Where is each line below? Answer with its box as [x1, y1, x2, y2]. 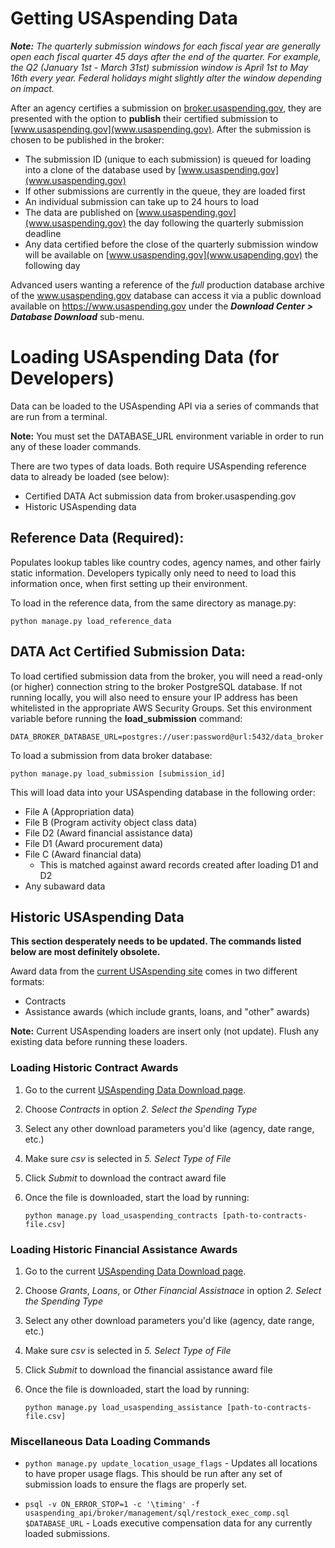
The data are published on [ [24, 206, 140, 218]
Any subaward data [24, 880, 106, 892]
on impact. [10, 82, 55, 94]
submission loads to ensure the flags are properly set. [24, 1478, 248, 1491]
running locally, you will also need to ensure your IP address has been [10, 691, 298, 703]
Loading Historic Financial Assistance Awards [10, 1242, 238, 1256]
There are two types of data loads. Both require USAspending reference [10, 460, 307, 472]
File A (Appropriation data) [24, 805, 135, 817]
